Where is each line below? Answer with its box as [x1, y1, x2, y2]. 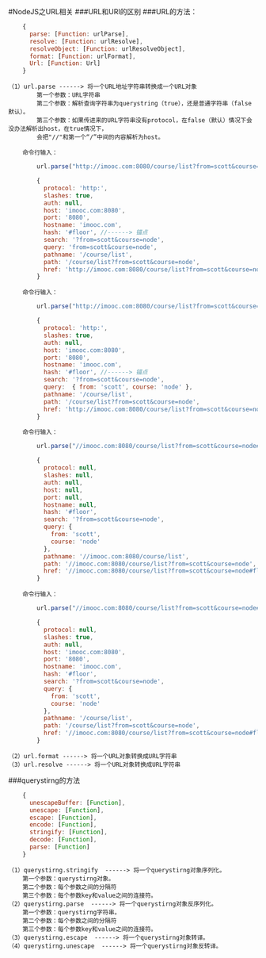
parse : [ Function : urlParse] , [28, 30, 129, 38]
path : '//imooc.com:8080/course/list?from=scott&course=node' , [43, 560, 257, 568]
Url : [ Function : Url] [28, 59, 101, 67]
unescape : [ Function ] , [28, 806, 104, 814]
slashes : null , [43, 471, 93, 479]
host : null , [43, 486, 83, 494]
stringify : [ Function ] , [28, 828, 108, 837]
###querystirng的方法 [8, 776, 81, 785]
